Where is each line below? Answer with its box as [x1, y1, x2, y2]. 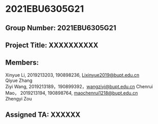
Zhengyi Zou [5, 95, 32, 101]
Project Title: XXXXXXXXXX [5, 40, 99, 49]
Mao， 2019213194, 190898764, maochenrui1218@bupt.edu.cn [5, 90, 138, 96]
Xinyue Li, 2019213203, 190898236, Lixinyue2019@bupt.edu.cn [5, 72, 140, 78]
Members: [5, 58, 39, 67]
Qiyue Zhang [5, 77, 33, 84]
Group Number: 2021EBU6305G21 [5, 24, 117, 32]
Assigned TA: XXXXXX [5, 111, 81, 119]
